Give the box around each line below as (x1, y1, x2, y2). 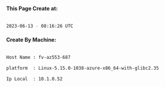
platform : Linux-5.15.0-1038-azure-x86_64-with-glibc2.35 (6, 66, 160, 72)
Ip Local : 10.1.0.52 (6, 76, 63, 82)
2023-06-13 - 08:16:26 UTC (6, 23, 74, 29)
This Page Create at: (6, 5, 58, 12)
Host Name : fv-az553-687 (6, 54, 71, 61)
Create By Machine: (6, 36, 57, 43)
